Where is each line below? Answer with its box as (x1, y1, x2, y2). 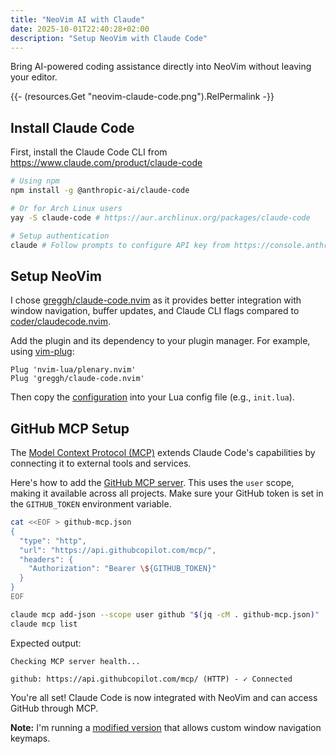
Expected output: (10, 637, 82, 649)
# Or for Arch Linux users (10, 203, 123, 213)
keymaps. (10, 732, 51, 744)
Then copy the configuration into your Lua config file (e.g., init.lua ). (10, 391, 295, 403)
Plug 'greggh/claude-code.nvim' (10, 374, 145, 384)
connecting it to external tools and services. (10, 457, 192, 470)
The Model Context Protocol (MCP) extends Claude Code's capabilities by (10, 447, 316, 459)
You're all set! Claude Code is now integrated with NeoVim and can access (10, 691, 318, 703)
